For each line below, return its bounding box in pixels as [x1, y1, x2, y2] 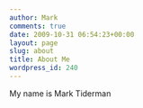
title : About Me [9, 55, 70, 64]
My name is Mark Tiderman [9, 87, 112, 99]
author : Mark [9, 13, 58, 22]
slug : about [9, 47, 54, 56]
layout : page [9, 38, 58, 48]
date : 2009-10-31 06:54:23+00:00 [9, 30, 135, 39]
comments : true [9, 22, 67, 31]
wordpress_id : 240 [9, 64, 78, 73]
